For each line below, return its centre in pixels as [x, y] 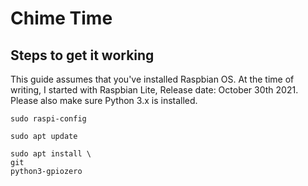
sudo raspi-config [48, 119]
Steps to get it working [82, 55]
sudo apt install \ [51, 154]
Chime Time [61, 18]
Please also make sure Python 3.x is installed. [104, 100]
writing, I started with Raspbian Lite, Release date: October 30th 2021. [154, 90]
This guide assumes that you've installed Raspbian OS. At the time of [152, 79]
